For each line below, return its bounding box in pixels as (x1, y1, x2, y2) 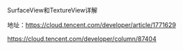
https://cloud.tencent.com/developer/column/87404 (7, 35, 157, 43)
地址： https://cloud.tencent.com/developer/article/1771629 (7, 21, 176, 29)
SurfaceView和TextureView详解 (7, 6, 97, 14)
